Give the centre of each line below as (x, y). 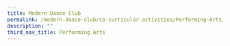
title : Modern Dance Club (44, 13)
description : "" (30, 26)
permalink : (23, 20)
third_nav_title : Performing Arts (56, 32)
